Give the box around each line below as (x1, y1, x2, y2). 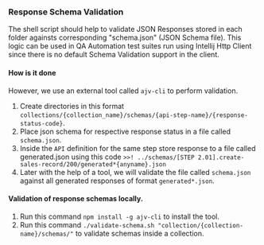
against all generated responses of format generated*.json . (19, 176, 215, 185)
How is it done (8, 68, 56, 77)
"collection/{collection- (157, 221, 244, 229)
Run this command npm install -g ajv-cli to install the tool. (19, 212, 220, 221)
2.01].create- (197, 154, 245, 161)
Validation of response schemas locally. (8, 194, 143, 204)
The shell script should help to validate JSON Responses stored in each (8, 25, 243, 34)
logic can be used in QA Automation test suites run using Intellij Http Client (8, 41, 252, 51)
